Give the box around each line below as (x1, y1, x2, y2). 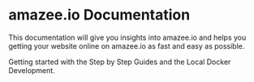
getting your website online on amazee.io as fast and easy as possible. (8, 41, 245, 50)
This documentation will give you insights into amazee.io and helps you (8, 32, 247, 42)
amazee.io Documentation (8, 6, 191, 24)
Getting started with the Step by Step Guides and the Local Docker (8, 57, 231, 67)
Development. (8, 65, 55, 75)
